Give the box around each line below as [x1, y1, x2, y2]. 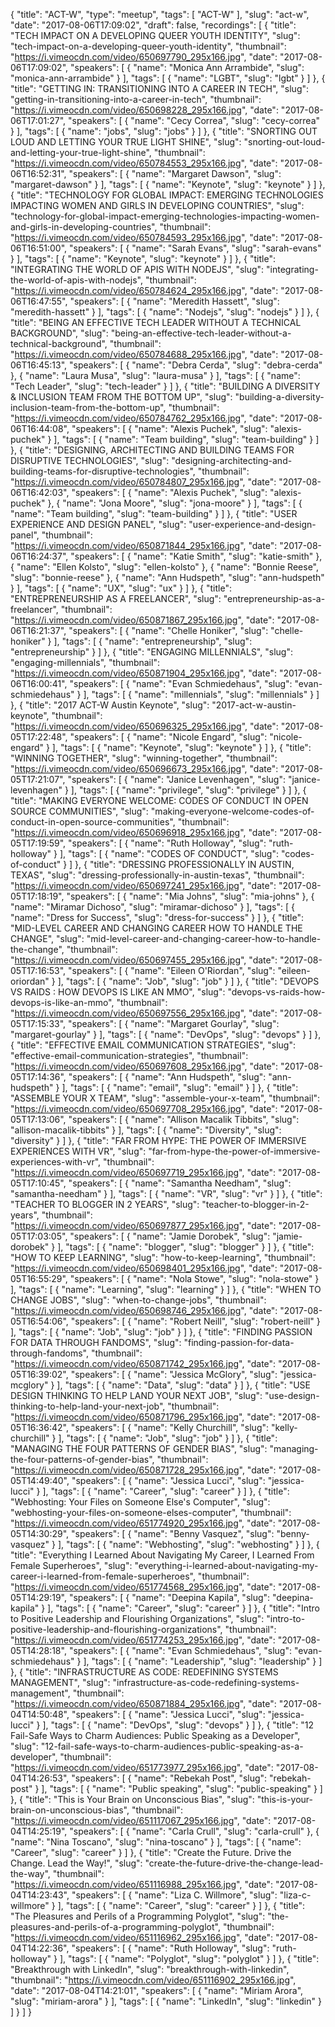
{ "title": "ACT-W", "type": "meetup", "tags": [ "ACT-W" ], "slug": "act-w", [10, 9, 310, 20]
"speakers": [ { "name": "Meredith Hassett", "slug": [69, 295, 280, 307]
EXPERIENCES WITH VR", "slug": [10, 1145, 147, 1157]
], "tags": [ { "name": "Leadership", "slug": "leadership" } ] [83, 1655, 323, 1667]
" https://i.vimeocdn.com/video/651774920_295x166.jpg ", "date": [10, 1517, 276, 1529]
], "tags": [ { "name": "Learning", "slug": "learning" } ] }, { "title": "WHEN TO [10, 1284, 322, 1295]
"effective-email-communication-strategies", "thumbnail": [10, 1050, 249, 1061]
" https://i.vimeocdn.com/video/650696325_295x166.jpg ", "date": [10, 720, 279, 732]
